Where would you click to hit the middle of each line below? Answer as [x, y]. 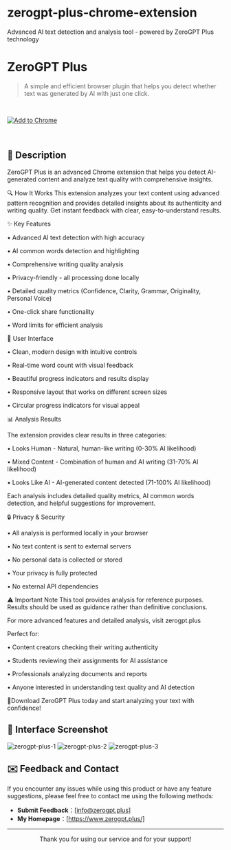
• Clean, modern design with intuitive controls [72, 352]
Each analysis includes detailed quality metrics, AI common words [101, 495]
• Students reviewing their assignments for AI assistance [88, 660]
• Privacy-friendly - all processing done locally [73, 277]
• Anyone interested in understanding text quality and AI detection [101, 687]
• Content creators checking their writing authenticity [83, 647]
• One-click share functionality [51, 311]
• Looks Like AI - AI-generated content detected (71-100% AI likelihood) [109, 482]
